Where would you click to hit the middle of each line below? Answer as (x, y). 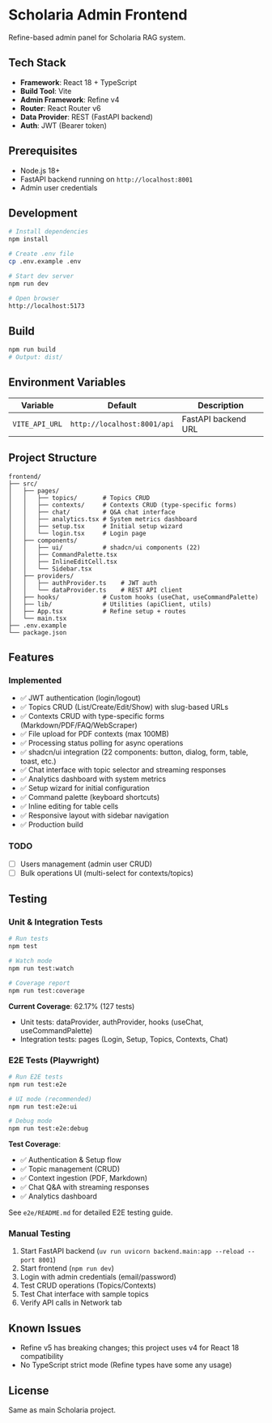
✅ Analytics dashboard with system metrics (93, 779)
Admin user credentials (59, 187)
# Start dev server (41, 276)
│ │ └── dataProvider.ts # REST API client (96, 590)
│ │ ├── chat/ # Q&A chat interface (92, 512)
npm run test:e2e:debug (49, 1129)
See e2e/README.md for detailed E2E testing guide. (91, 1212)
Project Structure (53, 458)
